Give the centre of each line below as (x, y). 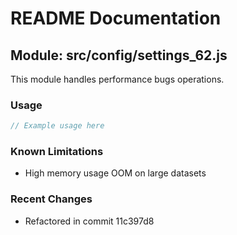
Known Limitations (57, 152)
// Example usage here (57, 126)
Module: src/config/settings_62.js (119, 55)
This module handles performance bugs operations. (117, 79)
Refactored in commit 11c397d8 (89, 221)
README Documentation (116, 18)
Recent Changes (51, 199)
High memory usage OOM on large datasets (115, 173)
